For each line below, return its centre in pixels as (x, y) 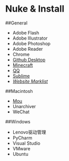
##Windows (18, 121)
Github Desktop (29, 59)
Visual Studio (26, 143)
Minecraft (23, 65)
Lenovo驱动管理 (29, 132)
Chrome (21, 54)
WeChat (21, 112)
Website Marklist (30, 81)
